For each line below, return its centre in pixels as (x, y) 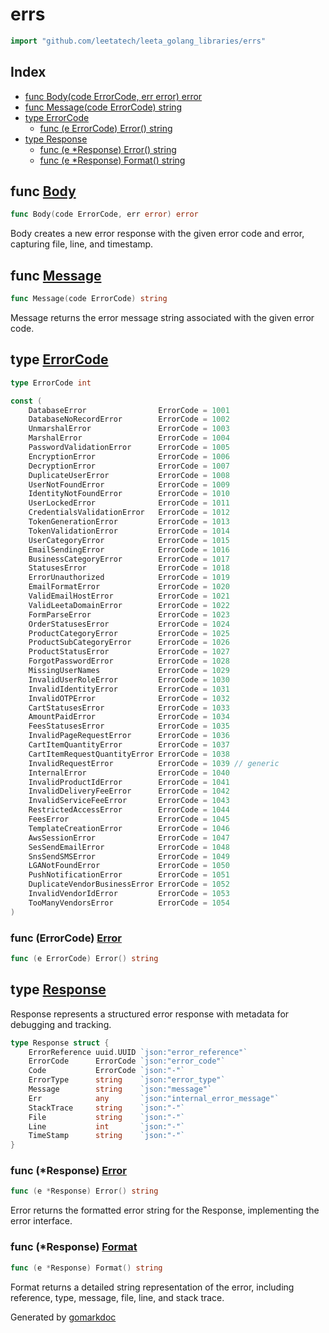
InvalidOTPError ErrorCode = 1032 (129, 698)
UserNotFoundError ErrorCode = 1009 (129, 484)
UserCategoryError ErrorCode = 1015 (129, 540)
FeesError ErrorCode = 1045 (129, 819)
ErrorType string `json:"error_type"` (127, 1080)
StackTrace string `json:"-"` (107, 1108)
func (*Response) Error (68, 1171)
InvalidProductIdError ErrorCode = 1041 (129, 782)
